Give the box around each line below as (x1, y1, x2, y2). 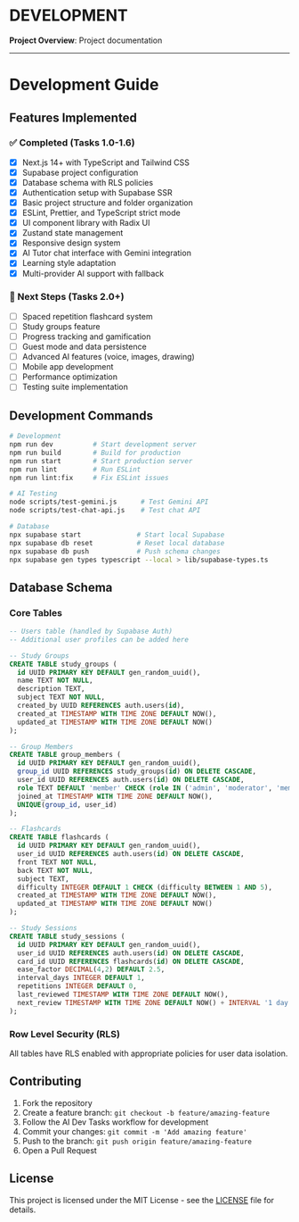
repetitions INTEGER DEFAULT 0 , (17, 982, 138, 991)
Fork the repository (21, 1097, 93, 1108)
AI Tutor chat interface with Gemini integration (21, 247, 191, 259)
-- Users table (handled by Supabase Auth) (9, 627, 174, 636)
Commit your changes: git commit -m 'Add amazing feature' (21, 1126, 247, 1136)
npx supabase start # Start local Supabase (9, 530, 225, 539)
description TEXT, (17, 685, 86, 694)
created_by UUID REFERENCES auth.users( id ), (17, 702, 185, 711)
